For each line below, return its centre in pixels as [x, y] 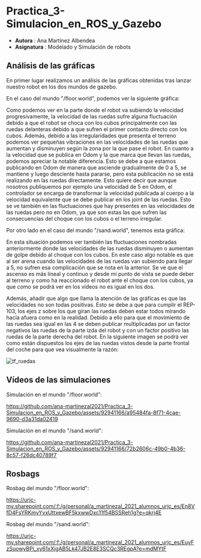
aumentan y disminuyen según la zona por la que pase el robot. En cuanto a [100, 148]
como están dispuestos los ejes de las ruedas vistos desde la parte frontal [98, 343]
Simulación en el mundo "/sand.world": [55, 431]
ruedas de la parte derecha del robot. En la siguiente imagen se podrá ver [97, 336]
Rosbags [23, 474]
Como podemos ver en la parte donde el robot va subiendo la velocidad [95, 110]
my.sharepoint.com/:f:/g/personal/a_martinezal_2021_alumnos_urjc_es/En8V [100, 506]
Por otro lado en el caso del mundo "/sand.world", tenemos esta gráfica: [95, 230]
